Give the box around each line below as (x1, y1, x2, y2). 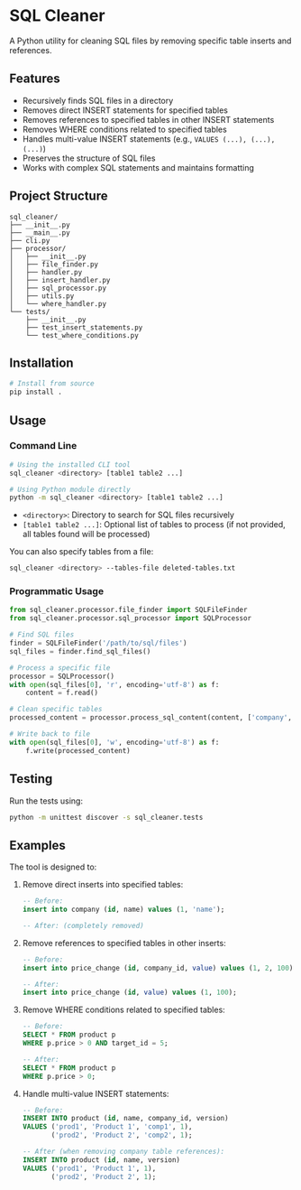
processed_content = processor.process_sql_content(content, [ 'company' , (9, 713, 293, 722)
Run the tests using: (9, 795, 84, 806)
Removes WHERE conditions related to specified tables (22, 124, 227, 135)
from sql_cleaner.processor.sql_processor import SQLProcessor (9, 614, 252, 623)
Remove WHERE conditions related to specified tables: (22, 1004, 225, 1016)
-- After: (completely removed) (22, 921, 144, 930)
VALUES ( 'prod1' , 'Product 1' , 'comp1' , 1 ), (22, 1122, 193, 1131)
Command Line (9, 440, 78, 452)
